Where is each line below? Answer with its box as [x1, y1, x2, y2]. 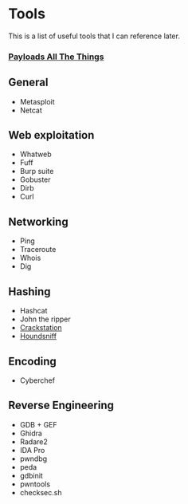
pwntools [19, 479, 50, 489]
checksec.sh [19, 487, 62, 497]
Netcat [19, 105, 42, 115]
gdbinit [19, 471, 44, 480]
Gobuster [19, 175, 51, 184]
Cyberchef [19, 376, 56, 385]
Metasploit [19, 96, 55, 106]
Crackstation [19, 323, 62, 333]
